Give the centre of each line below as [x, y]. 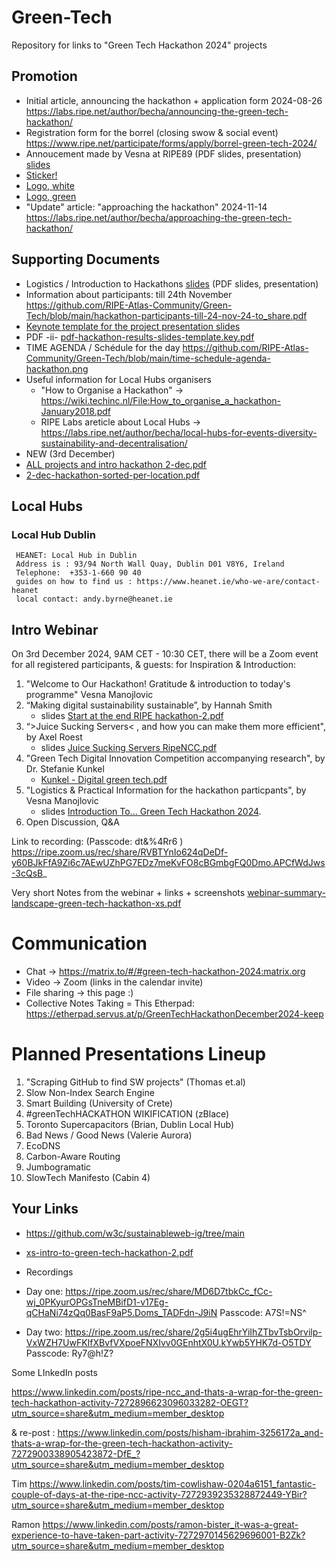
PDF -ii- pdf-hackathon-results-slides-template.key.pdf [140, 337]
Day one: [44, 1291]
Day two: [44, 1332]
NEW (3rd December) [70, 453]
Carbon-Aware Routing [73, 1156]
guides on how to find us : [74, 582]
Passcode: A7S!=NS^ [263, 1312]
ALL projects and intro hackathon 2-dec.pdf [116, 464]
